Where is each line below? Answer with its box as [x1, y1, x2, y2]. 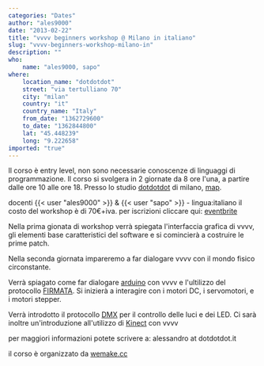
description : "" [8, 48, 62, 56]
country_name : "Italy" [22, 108, 97, 116]
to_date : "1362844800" [22, 122, 97, 130]
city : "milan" [22, 93, 69, 101]
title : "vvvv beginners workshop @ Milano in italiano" [8, 33, 196, 42]
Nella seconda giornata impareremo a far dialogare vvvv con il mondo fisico [8, 254, 255, 264]
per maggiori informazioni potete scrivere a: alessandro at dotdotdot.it [8, 334, 237, 343]
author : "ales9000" [8, 19, 73, 27]
